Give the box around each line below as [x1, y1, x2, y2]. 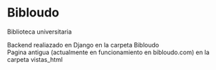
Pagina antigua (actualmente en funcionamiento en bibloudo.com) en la [7, 48, 210, 56]
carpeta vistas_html [7, 55, 63, 63]
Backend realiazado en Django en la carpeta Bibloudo [7, 40, 160, 49]
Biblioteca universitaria [7, 27, 72, 36]
